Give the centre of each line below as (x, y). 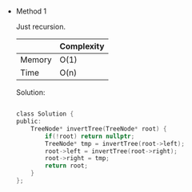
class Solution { (45, 114)
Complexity (82, 46)
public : (28, 122)
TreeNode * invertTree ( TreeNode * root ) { (99, 129)
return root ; (66, 166)
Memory (36, 60)
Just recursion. (41, 27)
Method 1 (31, 11)
